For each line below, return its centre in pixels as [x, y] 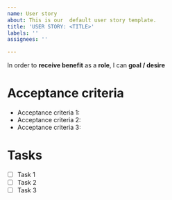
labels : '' [23, 33]
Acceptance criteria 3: [49, 127]
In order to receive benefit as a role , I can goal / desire [86, 65]
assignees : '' [28, 40]
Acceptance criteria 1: [48, 112]
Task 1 [26, 175]
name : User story [32, 14]
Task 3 [27, 190]
